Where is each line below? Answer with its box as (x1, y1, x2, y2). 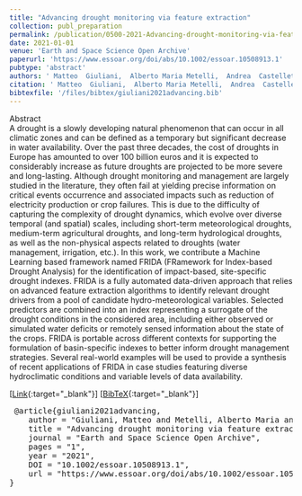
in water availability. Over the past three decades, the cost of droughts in (9, 141, 279, 153)
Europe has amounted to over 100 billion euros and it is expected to (9, 151, 259, 162)
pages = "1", (28, 441, 85, 452)
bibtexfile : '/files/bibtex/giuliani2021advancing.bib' (9, 88, 223, 97)
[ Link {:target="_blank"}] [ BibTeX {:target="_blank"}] (9, 388, 200, 399)
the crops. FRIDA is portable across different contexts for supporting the (9, 332, 277, 343)
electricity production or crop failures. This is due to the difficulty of (9, 199, 261, 209)
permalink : (9, 30, 50, 39)
